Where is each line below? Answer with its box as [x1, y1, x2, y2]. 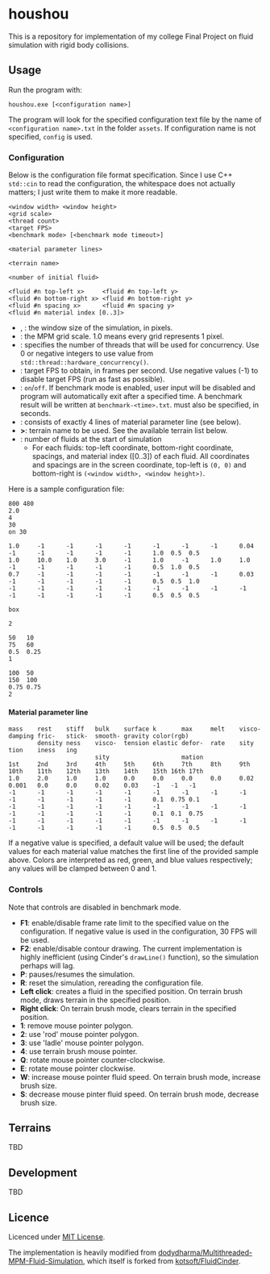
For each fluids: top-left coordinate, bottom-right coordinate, [31, 443, 234, 452]
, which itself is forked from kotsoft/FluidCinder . [82, 1255, 241, 1266]
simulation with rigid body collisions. [8, 40, 129, 49]
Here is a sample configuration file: [8, 485, 125, 494]
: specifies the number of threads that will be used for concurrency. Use [19, 340, 260, 350]
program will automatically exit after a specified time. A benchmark [19, 392, 243, 402]
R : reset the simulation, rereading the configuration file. [19, 977, 204, 988]
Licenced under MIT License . [8, 1231, 106, 1242]
